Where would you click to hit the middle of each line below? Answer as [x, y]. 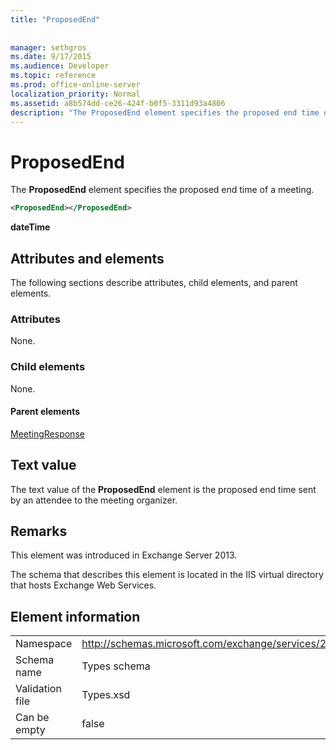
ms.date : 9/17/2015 [51, 57]
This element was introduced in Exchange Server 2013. [124, 555]
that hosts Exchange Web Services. [83, 585]
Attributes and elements [87, 258]
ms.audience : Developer [60, 66]
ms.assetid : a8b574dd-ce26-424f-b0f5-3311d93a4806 [118, 103]
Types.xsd [106, 695]
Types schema [116, 666]
